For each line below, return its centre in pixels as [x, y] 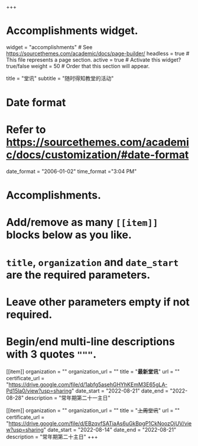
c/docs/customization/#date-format [98, 155]
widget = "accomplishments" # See [49, 47]
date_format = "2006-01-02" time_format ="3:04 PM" [72, 171]
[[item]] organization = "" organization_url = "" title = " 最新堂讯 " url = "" [93, 371]
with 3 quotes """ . [51, 354]
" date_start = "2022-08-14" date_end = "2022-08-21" [110, 429]
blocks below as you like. [69, 235]
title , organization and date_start [92, 262]
